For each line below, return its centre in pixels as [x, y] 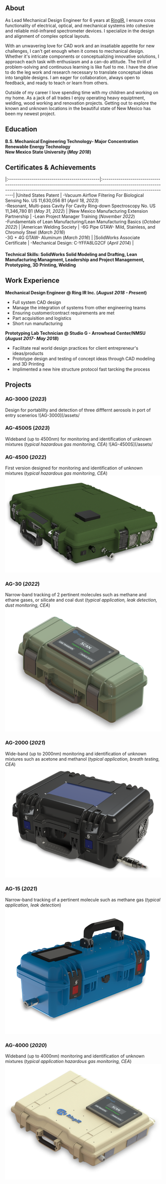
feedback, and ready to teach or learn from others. [57, 83]
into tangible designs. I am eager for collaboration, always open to [73, 77]
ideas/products [28, 353]
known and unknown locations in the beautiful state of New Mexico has [78, 108]
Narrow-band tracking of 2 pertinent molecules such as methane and [76, 595]
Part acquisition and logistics [42, 318]
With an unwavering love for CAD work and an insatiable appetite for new [80, 46]
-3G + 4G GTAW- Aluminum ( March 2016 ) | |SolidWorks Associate [73, 238]
